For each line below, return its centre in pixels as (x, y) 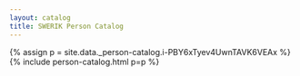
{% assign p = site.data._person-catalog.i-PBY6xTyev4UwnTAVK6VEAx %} (150, 52)
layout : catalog (40, 18)
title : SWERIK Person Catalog (67, 26)
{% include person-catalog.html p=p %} (85, 62)
